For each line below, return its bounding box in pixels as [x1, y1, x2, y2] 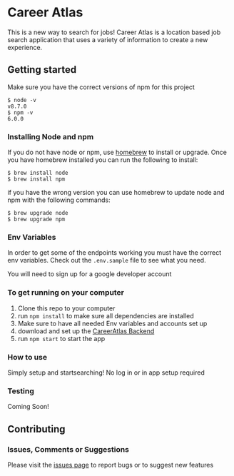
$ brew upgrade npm [7, 216, 66, 223]
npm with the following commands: [7, 196, 111, 204]
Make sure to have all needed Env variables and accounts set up [17, 319, 208, 328]
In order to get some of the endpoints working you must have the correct [7, 248, 222, 257]
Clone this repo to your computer [17, 304, 116, 313]
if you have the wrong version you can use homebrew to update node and [7, 188, 225, 197]
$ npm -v [7, 108, 34, 116]
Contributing [7, 422, 66, 435]
